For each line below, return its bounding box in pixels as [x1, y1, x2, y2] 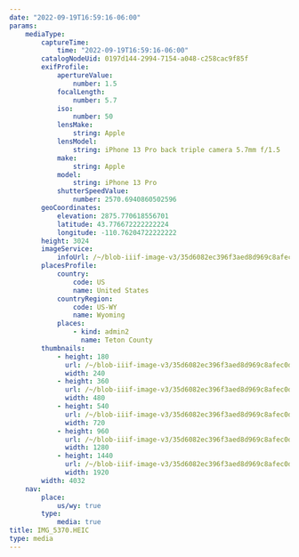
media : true [56, 518, 101, 527]
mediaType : [25, 29, 66, 38]
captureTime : [41, 37, 90, 47]
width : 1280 [65, 443, 109, 452]
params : [9, 21, 38, 30]
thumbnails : [41, 343, 86, 352]
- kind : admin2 [72, 327, 129, 336]
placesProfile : [41, 262, 98, 270]
